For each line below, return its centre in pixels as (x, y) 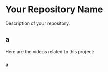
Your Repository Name (54, 9)
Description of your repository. (38, 23)
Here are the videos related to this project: (50, 51)
